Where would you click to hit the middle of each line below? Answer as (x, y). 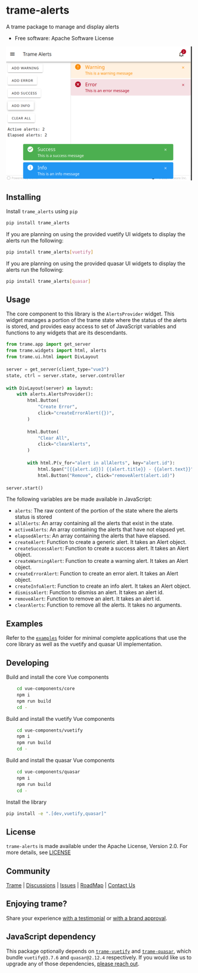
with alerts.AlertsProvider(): (55, 394)
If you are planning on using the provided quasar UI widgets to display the (96, 263)
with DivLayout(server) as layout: (50, 388)
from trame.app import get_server (49, 344)
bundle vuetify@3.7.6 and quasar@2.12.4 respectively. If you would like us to (99, 957)
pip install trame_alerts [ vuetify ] (50, 252)
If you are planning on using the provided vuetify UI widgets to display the (96, 234)
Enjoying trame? (37, 904)
